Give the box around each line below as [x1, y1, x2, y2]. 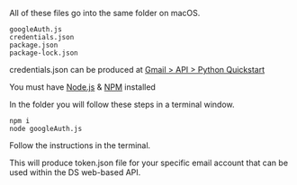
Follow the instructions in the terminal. [9, 140, 151, 151]
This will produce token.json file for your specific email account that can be [9, 157, 289, 168]
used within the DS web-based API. [9, 167, 141, 178]
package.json [9, 40, 58, 49]
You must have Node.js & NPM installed [9, 82, 156, 92]
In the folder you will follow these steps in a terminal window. [9, 99, 235, 110]
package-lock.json [9, 48, 78, 57]
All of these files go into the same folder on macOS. [9, 8, 201, 18]
